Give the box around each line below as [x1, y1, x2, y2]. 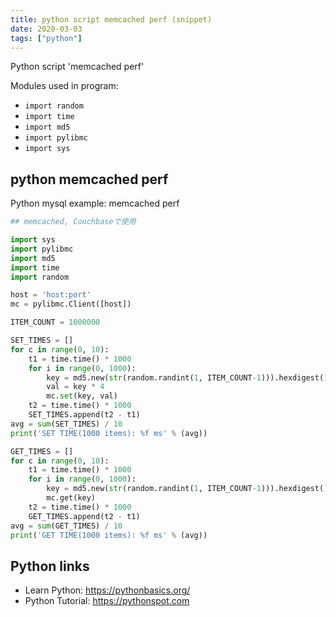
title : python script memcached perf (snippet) [10, 14, 213, 25]
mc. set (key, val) [46, 391, 118, 401]
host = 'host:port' [10, 290, 92, 300]
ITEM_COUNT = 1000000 [10, 317, 101, 328]
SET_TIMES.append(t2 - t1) [28, 410, 141, 420]
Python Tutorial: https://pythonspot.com [24, 595, 190, 607]
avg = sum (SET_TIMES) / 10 [10, 419, 123, 429]
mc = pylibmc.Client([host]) [10, 299, 132, 310]
